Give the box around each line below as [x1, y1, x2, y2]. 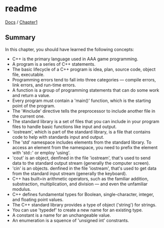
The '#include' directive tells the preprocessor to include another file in [12, 108, 156, 114]
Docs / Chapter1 [5, 19, 38, 25]
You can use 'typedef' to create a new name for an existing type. [12, 207, 143, 213]
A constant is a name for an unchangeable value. [12, 212, 111, 218]
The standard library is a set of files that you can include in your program [12, 118, 160, 124]
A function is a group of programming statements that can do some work [12, 87, 160, 93]
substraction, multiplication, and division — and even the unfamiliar [12, 181, 148, 187]
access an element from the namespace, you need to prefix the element [12, 144, 158, 150]
